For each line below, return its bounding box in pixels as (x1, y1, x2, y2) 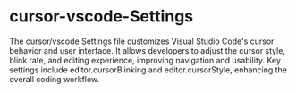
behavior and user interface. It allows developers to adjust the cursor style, (9, 45, 286, 55)
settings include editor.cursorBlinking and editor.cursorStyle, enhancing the (9, 64, 288, 75)
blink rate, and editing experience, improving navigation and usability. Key (9, 55, 282, 65)
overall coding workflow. (9, 73, 100, 84)
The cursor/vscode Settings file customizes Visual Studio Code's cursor (9, 36, 275, 46)
